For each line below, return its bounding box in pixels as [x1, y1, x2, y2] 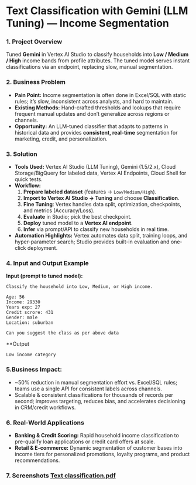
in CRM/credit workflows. [14, 404, 76, 411]
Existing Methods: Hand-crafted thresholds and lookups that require [14, 104, 181, 111]
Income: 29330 [6, 299, 41, 305]
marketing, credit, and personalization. [14, 135, 108, 142]
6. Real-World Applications [6, 419, 85, 427]
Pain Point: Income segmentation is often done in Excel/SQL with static [14, 91, 187, 98]
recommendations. [14, 457, 60, 464]
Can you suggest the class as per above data [6, 330, 119, 336]
